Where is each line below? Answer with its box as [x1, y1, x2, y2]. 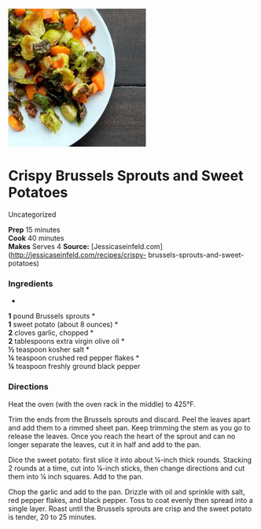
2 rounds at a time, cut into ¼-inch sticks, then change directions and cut [8, 463, 245, 473]
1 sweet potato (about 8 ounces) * [8, 320, 119, 330]
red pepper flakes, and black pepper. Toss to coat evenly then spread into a [8, 495, 253, 505]
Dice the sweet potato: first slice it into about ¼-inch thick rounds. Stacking [8, 455, 252, 464]
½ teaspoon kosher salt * [8, 345, 90, 355]
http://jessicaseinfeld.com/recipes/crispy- [10, 250, 147, 259]
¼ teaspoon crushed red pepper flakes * [8, 353, 140, 363]
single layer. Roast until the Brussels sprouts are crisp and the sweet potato [8, 504, 252, 513]
